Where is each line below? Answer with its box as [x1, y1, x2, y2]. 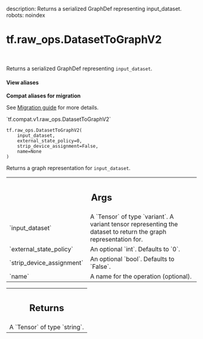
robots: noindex [6, 12, 45, 19]
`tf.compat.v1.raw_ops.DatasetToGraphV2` [6, 116, 111, 123]
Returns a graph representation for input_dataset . [6, 165, 131, 172]
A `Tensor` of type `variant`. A [90, 212, 174, 220]
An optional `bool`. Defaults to [90, 254, 175, 263]
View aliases [6, 79, 39, 86]
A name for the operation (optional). [90, 272, 192, 280]
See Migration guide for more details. [6, 104, 99, 111]
